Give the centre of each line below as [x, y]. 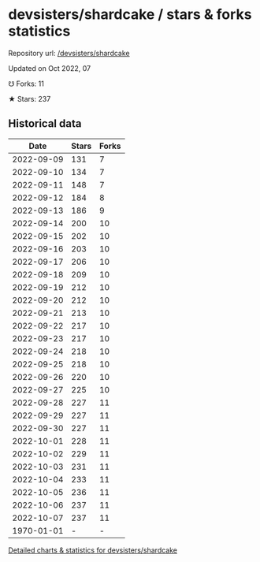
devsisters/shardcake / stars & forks [130, 15]
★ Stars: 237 [30, 99]
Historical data [45, 124]
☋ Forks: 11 [26, 84]
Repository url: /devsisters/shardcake [69, 53]
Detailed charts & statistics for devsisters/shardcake [93, 550]
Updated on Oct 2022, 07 [50, 68]
